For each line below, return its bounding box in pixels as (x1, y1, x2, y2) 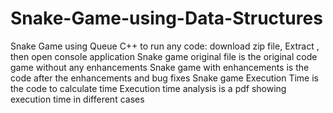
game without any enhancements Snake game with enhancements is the (10, 61, 310, 73)
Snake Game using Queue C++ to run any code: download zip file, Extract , (10, 40, 320, 52)
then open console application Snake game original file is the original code (10, 50, 318, 62)
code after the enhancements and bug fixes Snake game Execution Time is (10, 72, 320, 84)
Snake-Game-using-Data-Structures (10, 7, 323, 30)
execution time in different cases (10, 93, 145, 105)
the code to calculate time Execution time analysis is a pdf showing (10, 82, 287, 94)
